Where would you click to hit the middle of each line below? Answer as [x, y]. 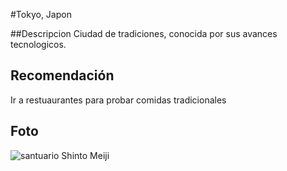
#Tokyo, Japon [41, 14]
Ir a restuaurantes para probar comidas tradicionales [118, 100]
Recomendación [62, 75]
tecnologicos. [38, 44]
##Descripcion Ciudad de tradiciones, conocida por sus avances [144, 33]
